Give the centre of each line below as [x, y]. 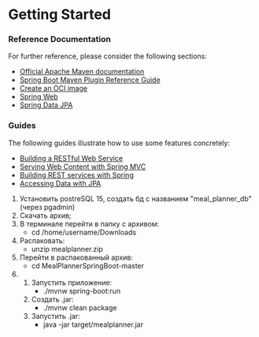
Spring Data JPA [46, 105]
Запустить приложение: [72, 283]
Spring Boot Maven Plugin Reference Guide [90, 80]
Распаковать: [42, 240]
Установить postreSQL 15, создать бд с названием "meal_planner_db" [135, 198]
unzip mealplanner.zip [67, 249]
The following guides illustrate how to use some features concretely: [119, 143]
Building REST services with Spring [76, 174]
